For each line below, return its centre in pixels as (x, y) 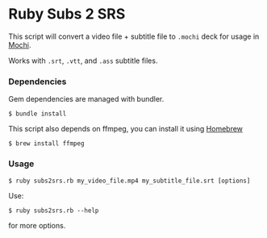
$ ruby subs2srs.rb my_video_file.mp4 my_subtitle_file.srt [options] (129, 181)
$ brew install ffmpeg (46, 144)
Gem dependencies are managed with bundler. (86, 99)
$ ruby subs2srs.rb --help (54, 211)
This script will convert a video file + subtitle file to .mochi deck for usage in (134, 36)
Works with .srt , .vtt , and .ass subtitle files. (83, 61)
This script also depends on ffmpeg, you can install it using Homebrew (126, 129)
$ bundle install (38, 114)
